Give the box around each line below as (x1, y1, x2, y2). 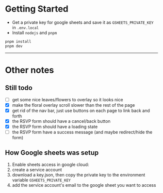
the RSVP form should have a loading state (12, 124, 98, 129)
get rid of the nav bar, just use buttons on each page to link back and (12, 108, 150, 113)
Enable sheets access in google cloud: (12, 161, 89, 167)
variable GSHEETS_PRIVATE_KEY (12, 177, 71, 183)
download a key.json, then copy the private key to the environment (12, 172, 146, 177)
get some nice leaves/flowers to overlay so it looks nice (12, 96, 123, 102)
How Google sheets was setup (5, 149, 99, 157)
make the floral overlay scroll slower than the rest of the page (12, 102, 135, 108)
